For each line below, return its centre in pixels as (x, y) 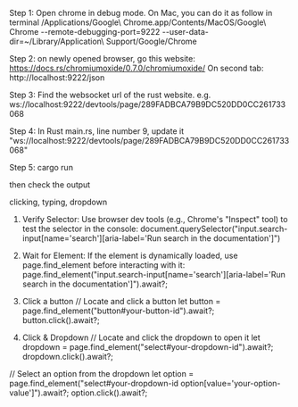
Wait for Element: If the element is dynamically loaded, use (130, 255)
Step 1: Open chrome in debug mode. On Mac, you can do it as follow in (141, 13)
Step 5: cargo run (41, 167)
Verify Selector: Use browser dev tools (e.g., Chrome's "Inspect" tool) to (155, 219)
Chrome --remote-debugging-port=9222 (85, 32)
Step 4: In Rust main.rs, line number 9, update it (97, 131)
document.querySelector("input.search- (214, 228)
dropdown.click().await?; (68, 357)
